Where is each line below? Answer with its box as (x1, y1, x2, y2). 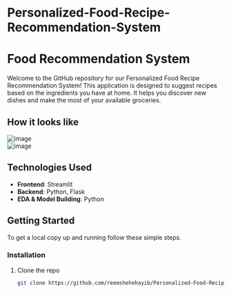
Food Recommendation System (7, 51, 190, 67)
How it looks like (7, 116, 79, 128)
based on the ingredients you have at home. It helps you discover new (7, 88, 207, 97)
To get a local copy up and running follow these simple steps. (7, 233, 181, 241)
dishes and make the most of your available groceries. (7, 96, 161, 104)
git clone (17, 279, 46, 286)
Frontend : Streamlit (17, 180, 73, 188)
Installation (7, 250, 46, 260)
